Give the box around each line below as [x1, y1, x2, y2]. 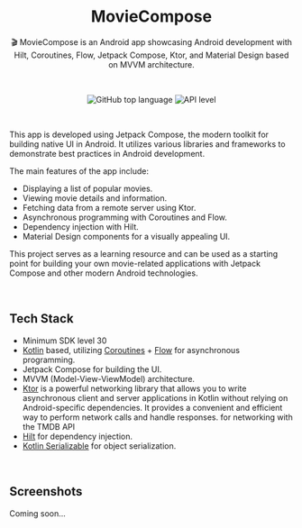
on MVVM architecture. [107, 59, 196, 69]
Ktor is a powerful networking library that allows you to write [22, 383, 247, 394]
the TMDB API [22, 421, 75, 432]
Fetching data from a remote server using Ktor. [22, 202, 197, 213]
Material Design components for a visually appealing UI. [22, 231, 231, 241]
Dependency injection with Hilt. [22, 221, 140, 232]
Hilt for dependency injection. [22, 431, 133, 442]
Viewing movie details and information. [22, 192, 168, 204]
